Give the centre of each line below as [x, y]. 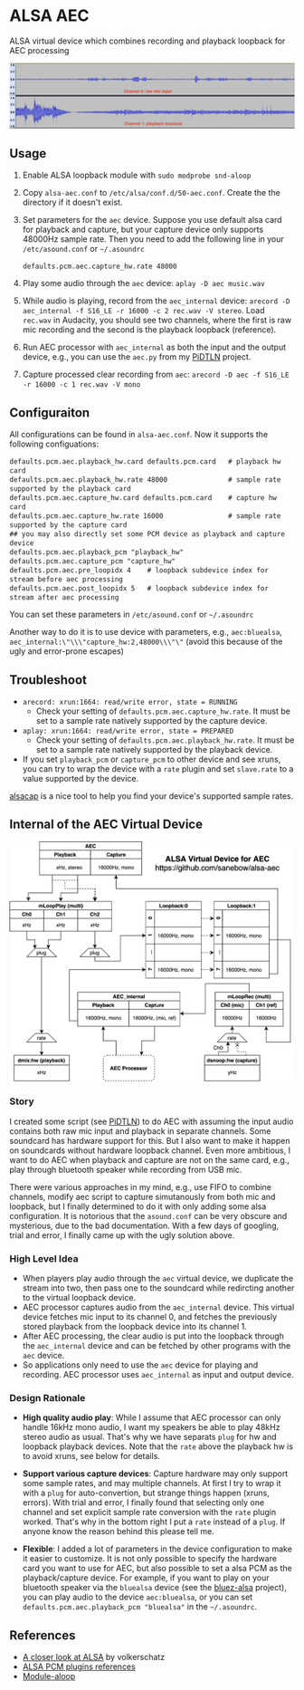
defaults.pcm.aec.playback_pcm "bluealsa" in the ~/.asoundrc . [140, 1607]
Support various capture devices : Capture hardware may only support [155, 1474]
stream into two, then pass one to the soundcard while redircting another [158, 1288]
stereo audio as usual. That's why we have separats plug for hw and [150, 1437]
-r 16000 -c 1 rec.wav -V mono [81, 385]
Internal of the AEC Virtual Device [106, 825]
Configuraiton [50, 413]
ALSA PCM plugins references [79, 1666]
